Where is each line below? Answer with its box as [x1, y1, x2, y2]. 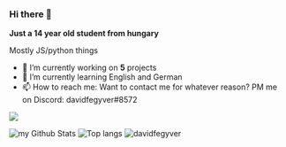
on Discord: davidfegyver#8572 [21, 95, 139, 105]
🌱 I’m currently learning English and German [21, 72, 183, 82]
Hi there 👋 [9, 8, 53, 20]
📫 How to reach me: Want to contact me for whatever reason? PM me [21, 81, 278, 92]
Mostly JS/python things [9, 45, 99, 56]
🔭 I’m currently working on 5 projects [21, 62, 157, 73]
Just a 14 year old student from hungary [9, 28, 159, 39]
